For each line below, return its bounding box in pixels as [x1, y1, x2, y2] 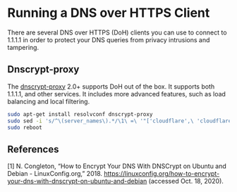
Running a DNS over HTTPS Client [7, 5, 210, 21]
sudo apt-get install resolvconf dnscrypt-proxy [7, 110, 153, 117]
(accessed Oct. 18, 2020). [148, 177, 224, 186]
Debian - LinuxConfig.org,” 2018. [7, 169, 103, 178]
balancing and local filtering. [7, 97, 90, 105]
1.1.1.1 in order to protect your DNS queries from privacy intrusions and [7, 35, 210, 44]
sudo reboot [7, 124, 42, 131]
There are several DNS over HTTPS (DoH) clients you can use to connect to [7, 28, 227, 37]
